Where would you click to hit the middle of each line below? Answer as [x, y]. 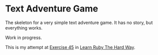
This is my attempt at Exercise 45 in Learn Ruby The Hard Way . [70, 47]
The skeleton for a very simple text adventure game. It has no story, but [79, 22]
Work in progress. [24, 37]
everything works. [24, 27]
